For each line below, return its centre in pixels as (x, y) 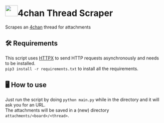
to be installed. (20, 63)
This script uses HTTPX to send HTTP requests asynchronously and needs (82, 58)
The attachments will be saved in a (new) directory (57, 110)
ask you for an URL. (25, 104)
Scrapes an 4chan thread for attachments (48, 27)
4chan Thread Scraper (65, 13)
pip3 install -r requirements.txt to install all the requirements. (72, 68)
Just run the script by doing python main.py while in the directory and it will (82, 99)
